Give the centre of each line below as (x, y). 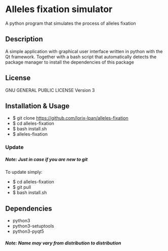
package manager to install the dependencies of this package (70, 62)
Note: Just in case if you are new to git (47, 159)
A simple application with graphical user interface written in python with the (84, 51)
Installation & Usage (37, 106)
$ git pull (22, 187)
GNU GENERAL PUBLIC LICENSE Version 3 (50, 90)
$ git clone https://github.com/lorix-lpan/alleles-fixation (70, 118)
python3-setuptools (33, 226)
